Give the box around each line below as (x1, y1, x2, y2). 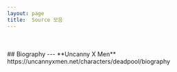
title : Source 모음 (7, 16, 63, 23)
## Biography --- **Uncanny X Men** (7, 49, 117, 58)
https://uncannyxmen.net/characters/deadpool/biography (7, 57, 170, 65)
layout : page (7, 10, 45, 17)
